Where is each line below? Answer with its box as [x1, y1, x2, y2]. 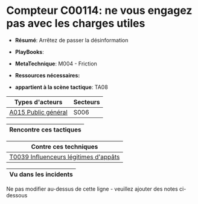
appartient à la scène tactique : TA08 [14, 83, 109, 91]
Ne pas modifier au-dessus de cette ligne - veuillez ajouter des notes [6, 185, 178, 192]
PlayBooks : [14, 48, 44, 55]
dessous [6, 191, 28, 199]
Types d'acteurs [14, 97, 63, 106]
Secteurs [73, 97, 101, 106]
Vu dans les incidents [9, 170, 74, 179]
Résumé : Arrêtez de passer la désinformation [14, 36, 129, 44]
